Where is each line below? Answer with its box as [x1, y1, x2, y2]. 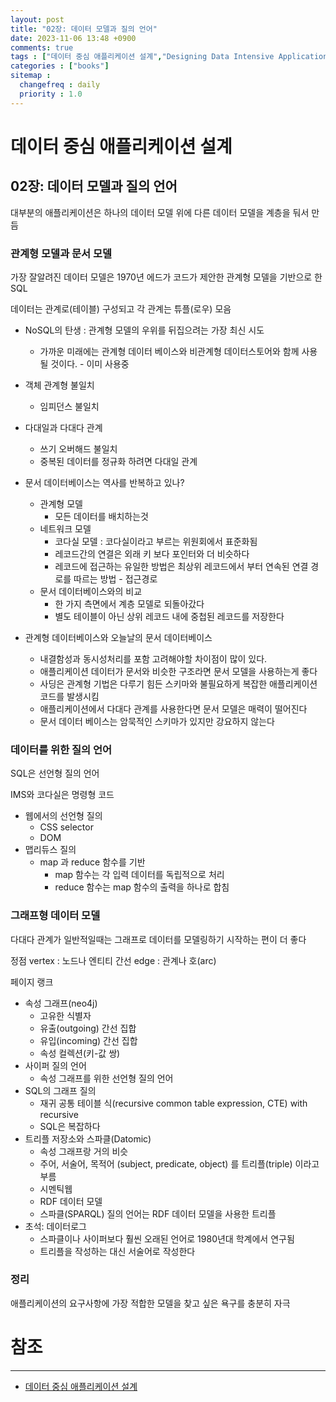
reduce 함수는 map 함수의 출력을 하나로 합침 [54, 881, 230, 893]
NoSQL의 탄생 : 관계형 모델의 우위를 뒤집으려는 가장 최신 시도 [24, 324, 265, 336]
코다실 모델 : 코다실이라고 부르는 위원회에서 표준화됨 [54, 535, 258, 547]
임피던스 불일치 [39, 400, 100, 412]
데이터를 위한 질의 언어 [10, 742, 113, 756]
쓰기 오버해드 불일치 [39, 442, 118, 455]
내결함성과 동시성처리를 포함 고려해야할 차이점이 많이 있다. [39, 652, 268, 665]
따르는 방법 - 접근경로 [73, 572, 158, 585]
